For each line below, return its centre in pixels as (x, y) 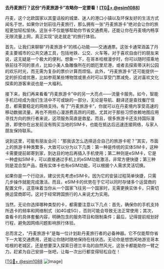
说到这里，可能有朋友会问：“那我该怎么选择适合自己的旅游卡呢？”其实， (78, 141)
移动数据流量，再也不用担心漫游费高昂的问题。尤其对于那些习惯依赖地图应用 (82, 112)
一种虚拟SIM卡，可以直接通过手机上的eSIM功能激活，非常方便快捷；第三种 (80, 159)
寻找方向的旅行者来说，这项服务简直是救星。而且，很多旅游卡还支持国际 (78, 118)
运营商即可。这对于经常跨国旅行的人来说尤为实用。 (61, 194)
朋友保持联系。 (20, 131)
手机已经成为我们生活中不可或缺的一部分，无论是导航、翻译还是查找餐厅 (78, 100)
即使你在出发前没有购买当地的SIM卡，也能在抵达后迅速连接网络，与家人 (86, 124)
